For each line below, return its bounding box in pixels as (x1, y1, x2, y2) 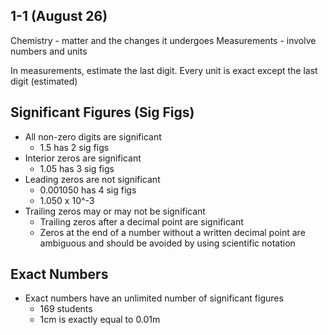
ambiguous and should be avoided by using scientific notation (39, 237, 296, 249)
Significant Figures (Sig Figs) (10, 104, 195, 121)
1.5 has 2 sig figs (39, 141, 110, 153)
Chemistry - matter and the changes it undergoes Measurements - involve (10, 34, 317, 46)
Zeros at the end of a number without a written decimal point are (39, 226, 306, 238)
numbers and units (10, 45, 88, 57)
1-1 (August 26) (10, 8, 108, 25)
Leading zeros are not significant (24, 173, 161, 185)
